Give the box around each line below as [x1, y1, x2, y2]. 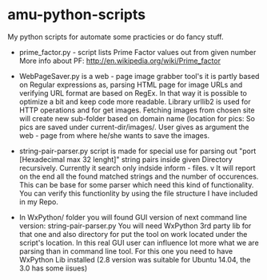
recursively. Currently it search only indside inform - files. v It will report [18, 163, 256, 172]
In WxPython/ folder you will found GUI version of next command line [18, 212, 248, 222]
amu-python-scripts [7, 6, 145, 24]
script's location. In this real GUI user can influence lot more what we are [18, 238, 259, 247]
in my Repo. [18, 197, 59, 207]
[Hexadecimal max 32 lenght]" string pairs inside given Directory [18, 154, 233, 164]
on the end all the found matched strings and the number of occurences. [18, 172, 259, 181]
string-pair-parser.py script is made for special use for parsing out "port [18, 146, 257, 156]
